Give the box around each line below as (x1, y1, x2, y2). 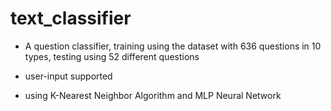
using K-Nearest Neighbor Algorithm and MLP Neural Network (24, 89, 282, 101)
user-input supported (24, 70, 113, 82)
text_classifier (10, 7, 132, 30)
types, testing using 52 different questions (24, 50, 200, 62)
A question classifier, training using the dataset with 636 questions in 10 (24, 40, 322, 52)
